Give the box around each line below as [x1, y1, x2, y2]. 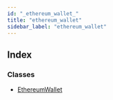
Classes [7, 69, 35, 79]
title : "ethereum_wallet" [7, 17, 82, 24]
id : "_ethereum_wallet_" [7, 10, 79, 17]
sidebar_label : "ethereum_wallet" [7, 23, 107, 30]
